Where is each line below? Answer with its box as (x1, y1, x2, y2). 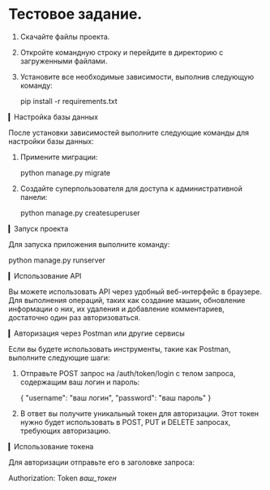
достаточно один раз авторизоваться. (8, 312, 140, 322)
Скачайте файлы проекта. (19, 32, 110, 41)
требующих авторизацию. (19, 426, 111, 436)
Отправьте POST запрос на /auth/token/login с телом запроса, (19, 368, 236, 378)
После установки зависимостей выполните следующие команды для (8, 128, 250, 137)
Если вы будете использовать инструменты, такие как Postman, (8, 344, 231, 353)
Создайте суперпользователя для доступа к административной (19, 184, 243, 193)
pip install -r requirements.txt (19, 96, 118, 106)
